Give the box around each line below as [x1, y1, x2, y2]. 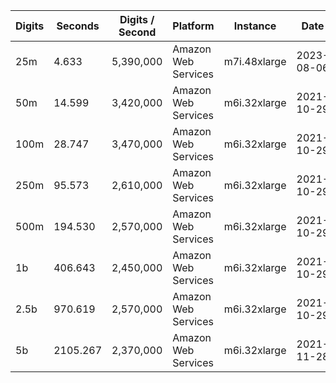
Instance [233, 19, 277, 33]
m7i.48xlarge [223, 55, 287, 68]
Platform [172, 19, 215, 33]
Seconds [56, 19, 100, 33]
